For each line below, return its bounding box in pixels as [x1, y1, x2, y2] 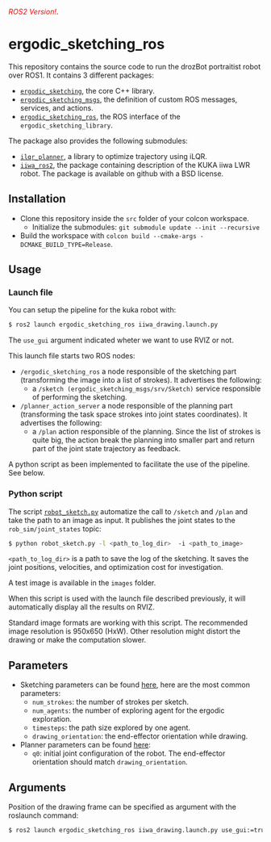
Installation [8, 192, 66, 206]
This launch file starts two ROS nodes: [8, 351, 135, 361]
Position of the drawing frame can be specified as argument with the [8, 802, 236, 812]
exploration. [31, 714, 73, 724]
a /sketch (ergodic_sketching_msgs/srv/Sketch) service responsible [31, 383, 261, 394]
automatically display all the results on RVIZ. [8, 602, 155, 612]
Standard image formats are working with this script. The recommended [8, 618, 248, 628]
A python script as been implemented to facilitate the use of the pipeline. [8, 459, 250, 469]
